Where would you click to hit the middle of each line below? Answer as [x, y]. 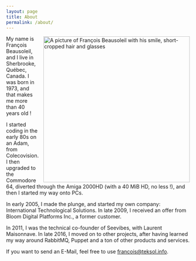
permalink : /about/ [30, 22]
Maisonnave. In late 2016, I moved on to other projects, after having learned [97, 234]
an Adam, [18, 143]
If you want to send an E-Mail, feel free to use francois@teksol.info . [87, 252]
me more [17, 101]
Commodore [21, 180]
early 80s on [21, 137]
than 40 [16, 107]
